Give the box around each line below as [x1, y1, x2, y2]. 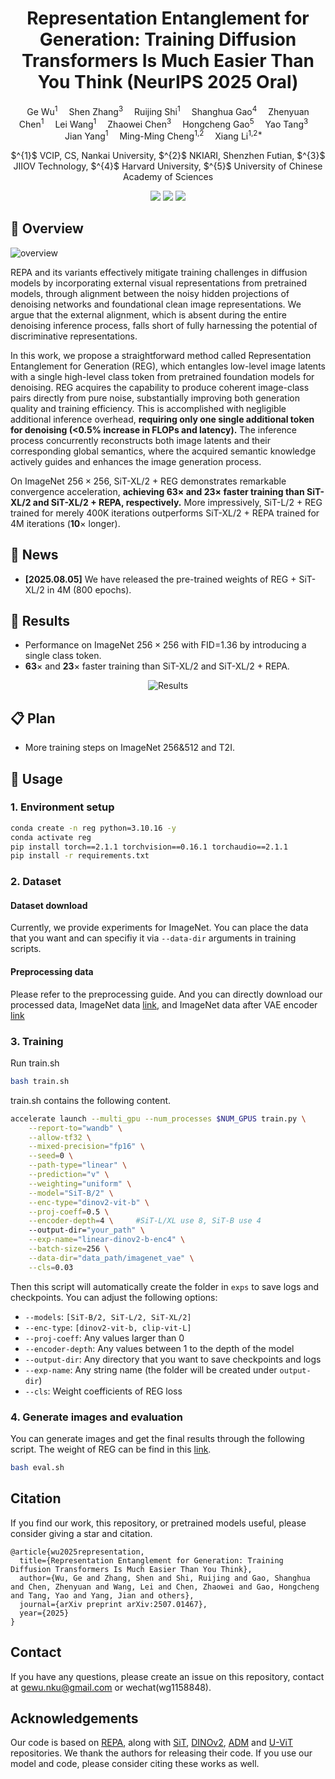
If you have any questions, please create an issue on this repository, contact [10, 1670, 325, 1682]
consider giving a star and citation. [10, 1527, 153, 1539]
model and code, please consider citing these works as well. [10, 1758, 260, 1770]
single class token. [24, 650, 102, 662]
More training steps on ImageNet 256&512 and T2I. [24, 742, 235, 754]
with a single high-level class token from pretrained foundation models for [10, 370, 315, 382]
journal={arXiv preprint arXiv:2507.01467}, [19, 1599, 208, 1609]
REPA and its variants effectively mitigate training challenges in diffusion [10, 266, 308, 278]
